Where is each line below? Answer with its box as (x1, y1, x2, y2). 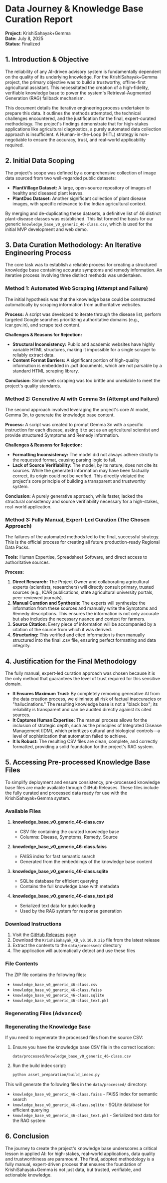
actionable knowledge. (5, 1172, 52, 1178)
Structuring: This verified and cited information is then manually (12, 632, 145, 638)
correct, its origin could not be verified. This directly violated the (12, 473, 145, 479)
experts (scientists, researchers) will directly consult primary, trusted (12, 584, 154, 590)
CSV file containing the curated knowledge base (19, 829, 120, 835)
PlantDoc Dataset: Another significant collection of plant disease (12, 195, 147, 201)
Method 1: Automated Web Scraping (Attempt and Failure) (5, 285, 148, 292)
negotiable (5, 136, 27, 142)
